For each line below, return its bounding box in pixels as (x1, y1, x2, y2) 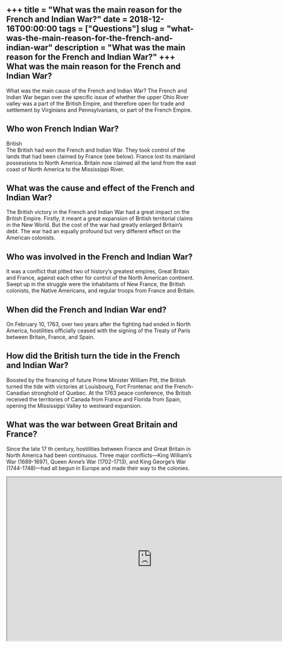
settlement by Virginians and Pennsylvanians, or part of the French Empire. (6, 106, 192, 114)
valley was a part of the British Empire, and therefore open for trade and (6, 100, 185, 107)
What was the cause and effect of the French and (6, 183, 195, 193)
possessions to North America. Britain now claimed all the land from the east (6, 159, 196, 166)
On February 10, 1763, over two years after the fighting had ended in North (6, 320, 191, 328)
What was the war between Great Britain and (6, 420, 178, 430)
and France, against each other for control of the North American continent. (6, 274, 195, 282)
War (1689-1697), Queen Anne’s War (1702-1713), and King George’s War (6, 458, 187, 465)
